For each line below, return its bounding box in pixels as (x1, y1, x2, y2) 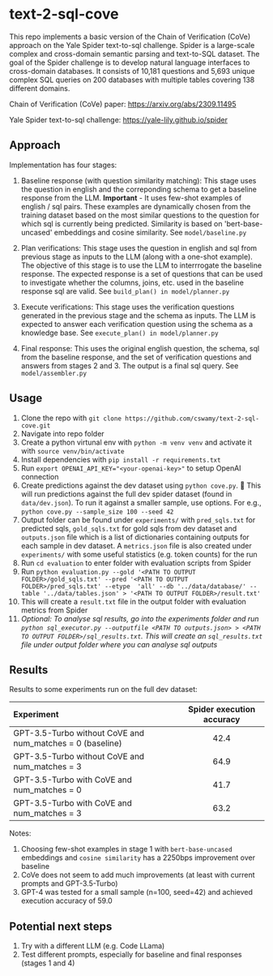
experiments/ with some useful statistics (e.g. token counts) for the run (20, 549, 258, 559)
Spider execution (188, 703, 256, 715)
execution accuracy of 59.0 (20, 896, 113, 905)
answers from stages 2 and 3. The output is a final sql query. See (20, 360, 239, 370)
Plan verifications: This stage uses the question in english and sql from (20, 243, 258, 252)
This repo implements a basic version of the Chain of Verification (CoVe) (9, 32, 251, 41)
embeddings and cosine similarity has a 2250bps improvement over (20, 853, 256, 862)
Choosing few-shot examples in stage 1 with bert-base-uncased (20, 845, 233, 854)
